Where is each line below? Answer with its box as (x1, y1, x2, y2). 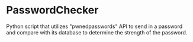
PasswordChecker (6, 3, 99, 17)
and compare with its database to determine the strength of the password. (6, 29, 188, 36)
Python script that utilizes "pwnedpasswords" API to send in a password (6, 23, 183, 30)
